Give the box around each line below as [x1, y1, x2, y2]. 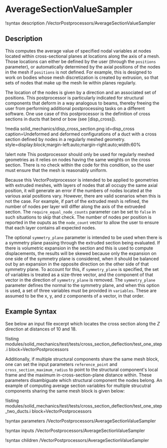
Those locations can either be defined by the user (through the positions [5, 58, 156, 64]
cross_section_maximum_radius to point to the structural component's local [5, 366, 158, 372]
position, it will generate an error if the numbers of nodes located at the [5, 187, 152, 193]
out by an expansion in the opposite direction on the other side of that [5, 261, 149, 267]
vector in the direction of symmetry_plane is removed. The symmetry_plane [5, 276, 156, 283]
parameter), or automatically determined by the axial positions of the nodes [5, 63, 160, 69]
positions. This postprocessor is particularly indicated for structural [5, 94, 144, 100]
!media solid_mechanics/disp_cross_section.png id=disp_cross [5, 125, 135, 131]
